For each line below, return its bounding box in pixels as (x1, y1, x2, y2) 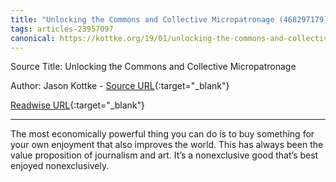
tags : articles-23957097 (10, 24, 114, 34)
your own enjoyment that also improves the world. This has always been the (10, 139, 324, 151)
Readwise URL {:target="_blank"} (10, 99, 146, 111)
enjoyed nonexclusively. (10, 160, 110, 172)
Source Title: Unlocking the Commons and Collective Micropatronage (10, 61, 297, 73)
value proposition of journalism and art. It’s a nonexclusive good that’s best (10, 149, 319, 161)
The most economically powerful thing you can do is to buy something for (10, 128, 315, 140)
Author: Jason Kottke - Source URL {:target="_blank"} (10, 80, 230, 92)
